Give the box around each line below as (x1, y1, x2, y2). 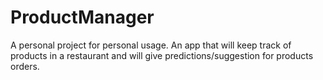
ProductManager (10, 6, 155, 29)
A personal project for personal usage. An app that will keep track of (10, 39, 292, 51)
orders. (10, 60, 40, 72)
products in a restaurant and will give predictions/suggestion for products (10, 49, 314, 61)
